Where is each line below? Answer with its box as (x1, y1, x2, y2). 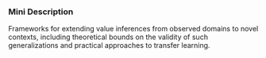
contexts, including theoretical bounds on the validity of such (8, 32, 209, 42)
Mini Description (8, 6, 74, 17)
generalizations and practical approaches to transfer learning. (8, 41, 210, 50)
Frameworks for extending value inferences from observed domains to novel (8, 24, 259, 34)
